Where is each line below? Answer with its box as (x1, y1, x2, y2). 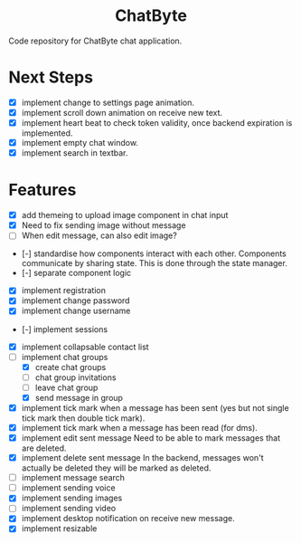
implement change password (21, 295, 130, 306)
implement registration (21, 285, 106, 296)
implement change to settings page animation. (21, 97, 195, 108)
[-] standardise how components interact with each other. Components (21, 248, 287, 259)
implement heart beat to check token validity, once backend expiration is (21, 118, 293, 128)
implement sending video (21, 503, 117, 514)
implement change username (21, 305, 131, 317)
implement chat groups (21, 351, 108, 362)
